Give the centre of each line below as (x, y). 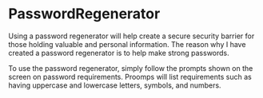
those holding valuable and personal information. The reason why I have (127, 44)
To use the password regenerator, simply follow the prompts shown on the (131, 68)
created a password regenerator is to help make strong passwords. (119, 53)
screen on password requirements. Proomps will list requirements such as (130, 76)
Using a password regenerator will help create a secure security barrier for (131, 36)
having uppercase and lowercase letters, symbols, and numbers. (115, 85)
